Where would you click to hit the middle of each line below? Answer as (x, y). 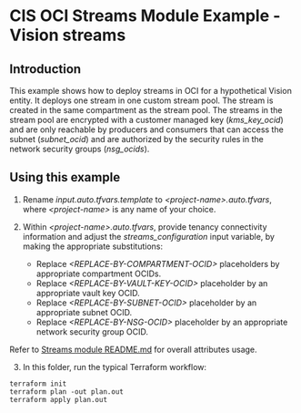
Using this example (65, 177)
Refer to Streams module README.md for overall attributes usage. (133, 349)
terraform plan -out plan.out (67, 392)
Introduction (45, 69)
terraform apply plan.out (58, 399)
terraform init (38, 384)
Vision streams (68, 35)
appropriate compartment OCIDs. (99, 274)
